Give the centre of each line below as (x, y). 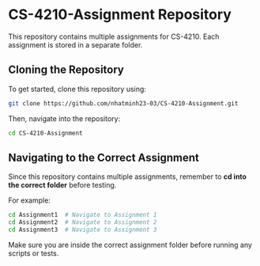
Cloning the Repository (66, 70)
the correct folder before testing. (62, 185)
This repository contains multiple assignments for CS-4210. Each (114, 36)
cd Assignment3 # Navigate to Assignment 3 (83, 230)
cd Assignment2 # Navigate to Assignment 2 (83, 222)
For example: (30, 200)
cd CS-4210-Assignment (45, 133)
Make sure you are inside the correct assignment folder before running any (130, 245)
